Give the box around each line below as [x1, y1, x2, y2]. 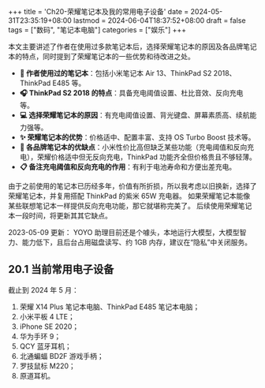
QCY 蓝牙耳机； [19, 341, 73, 351]
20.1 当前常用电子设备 [8, 263, 114, 276]
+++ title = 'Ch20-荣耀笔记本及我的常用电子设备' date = [8, 7, 189, 16]
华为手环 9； [19, 331, 62, 341]
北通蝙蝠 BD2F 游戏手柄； [19, 351, 104, 360]
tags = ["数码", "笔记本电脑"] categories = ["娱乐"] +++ [8, 25, 187, 34]
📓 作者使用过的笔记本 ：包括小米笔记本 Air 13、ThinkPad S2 [19, 69, 212, 77]
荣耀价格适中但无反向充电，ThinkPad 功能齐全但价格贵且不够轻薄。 [36, 152, 256, 162]
